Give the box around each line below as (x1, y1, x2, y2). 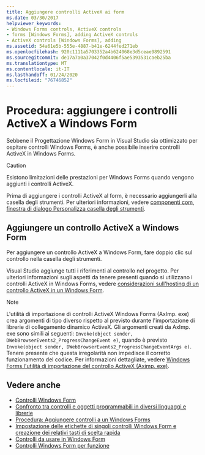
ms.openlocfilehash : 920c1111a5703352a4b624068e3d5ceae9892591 (6, 49, 171, 55)
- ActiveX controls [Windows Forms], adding (6, 37, 122, 43)
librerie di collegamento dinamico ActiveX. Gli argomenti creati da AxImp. (6, 323, 191, 331)
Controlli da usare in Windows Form (15, 435, 106, 443)
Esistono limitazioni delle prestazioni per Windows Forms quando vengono (6, 174, 195, 181)
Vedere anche (6, 380, 61, 391)
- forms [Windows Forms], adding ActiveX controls (6, 32, 138, 38)
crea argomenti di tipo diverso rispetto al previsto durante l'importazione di (6, 317, 195, 324)
